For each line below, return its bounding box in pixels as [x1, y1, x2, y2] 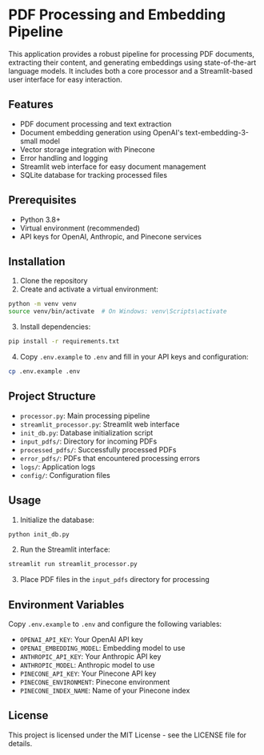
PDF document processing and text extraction [19, 118, 172, 129]
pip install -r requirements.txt [8, 338, 120, 346]
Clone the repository [19, 276, 88, 286]
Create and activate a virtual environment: [19, 284, 158, 294]
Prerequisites [8, 194, 77, 207]
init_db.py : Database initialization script [19, 428, 154, 437]
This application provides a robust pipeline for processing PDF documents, [8, 49, 254, 58]
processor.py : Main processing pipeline [19, 411, 150, 420]
